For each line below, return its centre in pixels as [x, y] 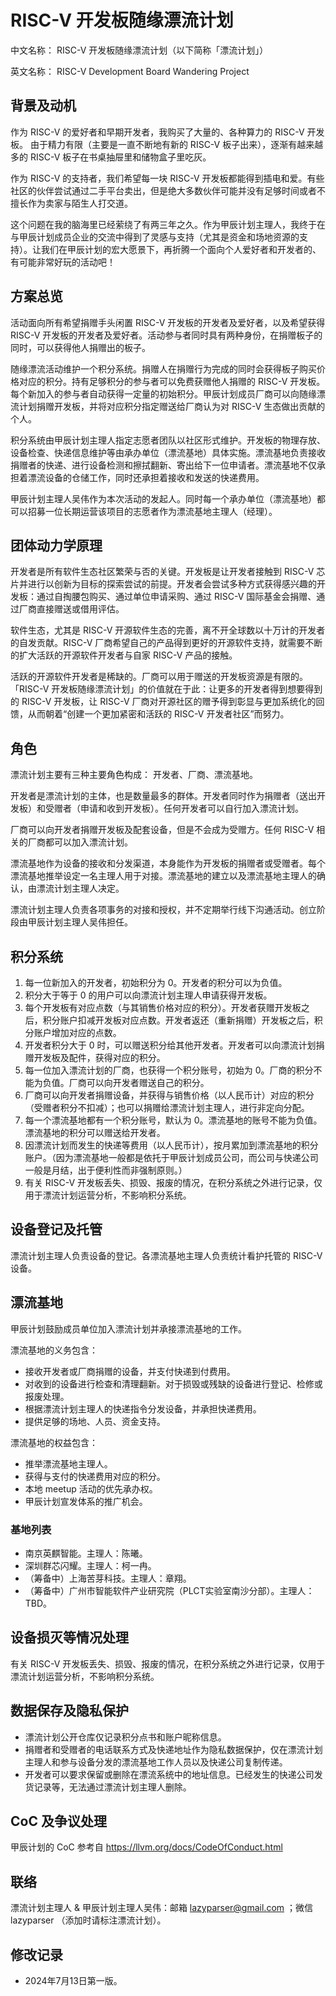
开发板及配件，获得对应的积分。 [99, 1057]
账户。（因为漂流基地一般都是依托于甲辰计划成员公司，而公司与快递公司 [171, 1157]
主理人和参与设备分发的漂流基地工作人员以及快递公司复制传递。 [156, 1762]
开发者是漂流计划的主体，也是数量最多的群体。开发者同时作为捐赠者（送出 [163, 796]
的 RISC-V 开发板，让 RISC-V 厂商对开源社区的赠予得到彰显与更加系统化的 [163, 702]
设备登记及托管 [56, 1229]
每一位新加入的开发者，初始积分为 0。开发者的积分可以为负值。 [156, 982]
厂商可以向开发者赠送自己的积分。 [139, 1082]
